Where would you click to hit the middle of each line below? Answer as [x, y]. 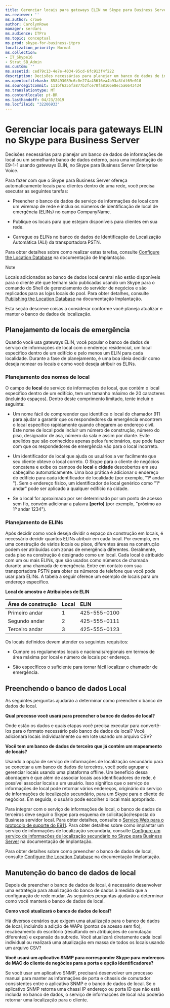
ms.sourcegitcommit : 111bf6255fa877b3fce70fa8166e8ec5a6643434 [73, 85]
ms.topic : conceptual [28, 39]
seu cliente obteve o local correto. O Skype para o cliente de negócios [86, 462]
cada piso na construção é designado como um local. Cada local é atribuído [84, 555]
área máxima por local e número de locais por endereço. [71, 657]
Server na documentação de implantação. [49, 841]
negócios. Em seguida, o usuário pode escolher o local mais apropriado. [80, 799]
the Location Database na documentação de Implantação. [66, 257]
